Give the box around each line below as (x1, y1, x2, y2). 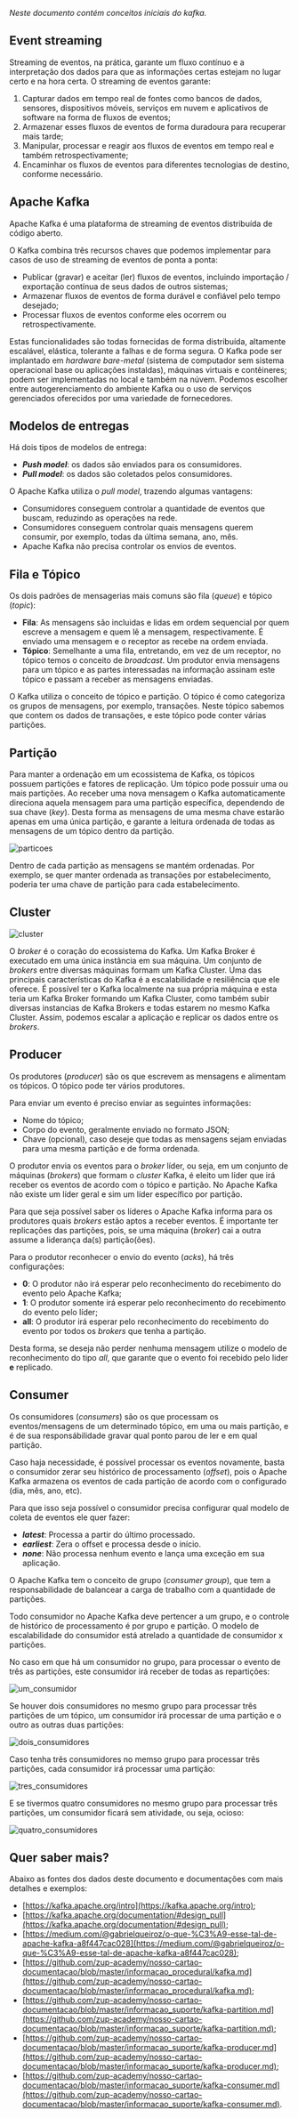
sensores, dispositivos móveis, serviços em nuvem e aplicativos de (21, 102, 269, 113)
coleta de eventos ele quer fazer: (9, 1512, 131, 1523)
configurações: (9, 1261, 65, 1272)
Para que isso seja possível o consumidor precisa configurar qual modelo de (9, 1502, 290, 1513)
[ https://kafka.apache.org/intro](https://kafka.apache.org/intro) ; (21, 1900, 256, 1912)
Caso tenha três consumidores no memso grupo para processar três (9, 1753, 261, 1765)
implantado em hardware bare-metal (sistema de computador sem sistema (9, 355, 285, 366)
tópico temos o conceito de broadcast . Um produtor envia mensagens (21, 655, 280, 666)
